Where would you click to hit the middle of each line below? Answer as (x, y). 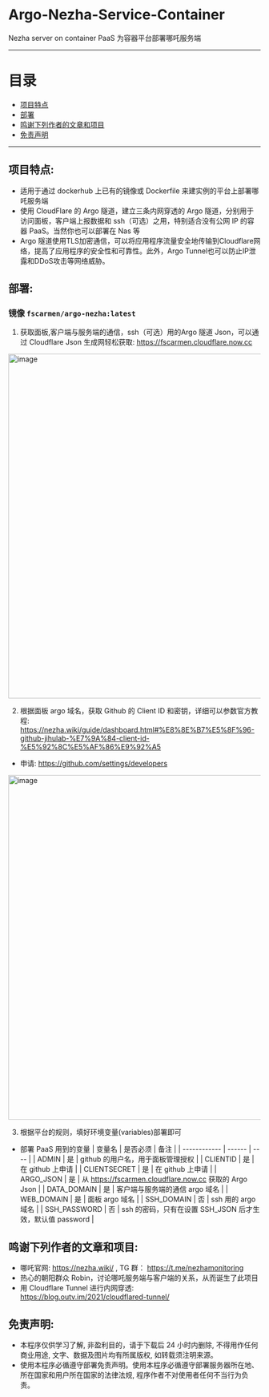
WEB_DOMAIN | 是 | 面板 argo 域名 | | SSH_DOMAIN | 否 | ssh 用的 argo (138, 1199)
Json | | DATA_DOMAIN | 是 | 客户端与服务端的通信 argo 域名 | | (124, 1189)
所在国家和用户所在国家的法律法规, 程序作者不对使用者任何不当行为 (130, 1375)
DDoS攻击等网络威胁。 (72, 260)
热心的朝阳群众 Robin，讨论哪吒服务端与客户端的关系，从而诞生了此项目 (139, 1278)
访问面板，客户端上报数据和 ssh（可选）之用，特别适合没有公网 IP (129, 220)
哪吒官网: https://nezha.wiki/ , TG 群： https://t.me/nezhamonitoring (132, 1268)
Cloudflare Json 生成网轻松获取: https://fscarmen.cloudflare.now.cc (141, 342)
